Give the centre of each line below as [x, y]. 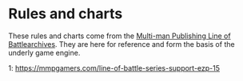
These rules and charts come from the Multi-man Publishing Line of [120, 36]
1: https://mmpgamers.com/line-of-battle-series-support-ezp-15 [114, 67]
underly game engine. [44, 52]
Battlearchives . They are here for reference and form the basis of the [121, 44]
